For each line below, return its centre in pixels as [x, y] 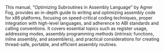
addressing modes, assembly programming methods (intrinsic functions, [80, 34]
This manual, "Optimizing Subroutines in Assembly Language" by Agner [79, 7]
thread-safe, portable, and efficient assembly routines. [61, 44]
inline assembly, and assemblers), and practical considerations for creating [82, 39]
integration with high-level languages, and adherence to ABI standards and [82, 23]
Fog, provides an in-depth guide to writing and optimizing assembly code [80, 12]
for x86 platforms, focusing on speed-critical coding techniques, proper [79, 18]
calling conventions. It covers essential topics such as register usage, [77, 28]
